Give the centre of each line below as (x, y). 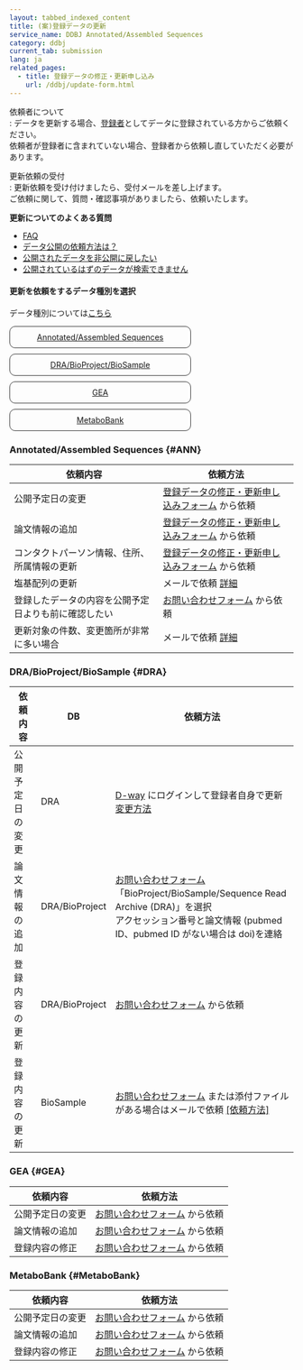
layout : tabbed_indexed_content (70, 18)
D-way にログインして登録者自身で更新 (199, 795)
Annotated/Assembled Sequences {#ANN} (106, 449)
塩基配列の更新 (46, 584)
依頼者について (37, 111)
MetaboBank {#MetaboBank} (75, 1275)
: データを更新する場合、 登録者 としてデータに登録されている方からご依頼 (146, 123)
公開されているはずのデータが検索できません (105, 269)
